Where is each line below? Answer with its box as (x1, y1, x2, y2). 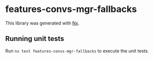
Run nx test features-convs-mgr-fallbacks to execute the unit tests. (5, 47, 149, 53)
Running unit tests (5, 34, 64, 43)
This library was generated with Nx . (5, 20, 80, 26)
